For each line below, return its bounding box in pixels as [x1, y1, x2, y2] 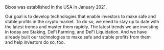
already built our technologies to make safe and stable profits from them [5, 34, 151, 40]
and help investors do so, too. [5, 39, 65, 45]
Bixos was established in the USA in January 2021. [5, 4, 107, 10]
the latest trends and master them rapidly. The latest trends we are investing [5, 24, 159, 30]
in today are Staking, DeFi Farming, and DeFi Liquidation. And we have [5, 29, 147, 34]
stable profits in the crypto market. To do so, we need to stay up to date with [5, 19, 160, 24]
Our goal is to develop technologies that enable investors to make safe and [5, 14, 156, 19]
